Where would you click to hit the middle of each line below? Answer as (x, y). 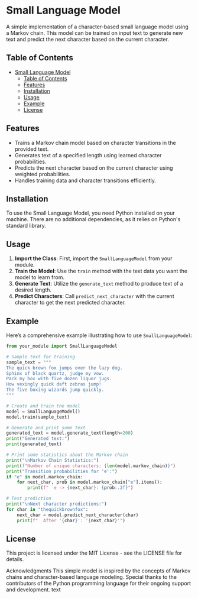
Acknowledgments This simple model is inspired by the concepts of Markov (98, 571)
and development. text (33, 590)
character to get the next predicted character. (70, 303)
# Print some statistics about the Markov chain (67, 455)
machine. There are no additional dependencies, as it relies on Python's (93, 219)
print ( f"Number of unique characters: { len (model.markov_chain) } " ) (91, 466)
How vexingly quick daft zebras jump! (54, 384)
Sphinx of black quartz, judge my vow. (55, 373)
